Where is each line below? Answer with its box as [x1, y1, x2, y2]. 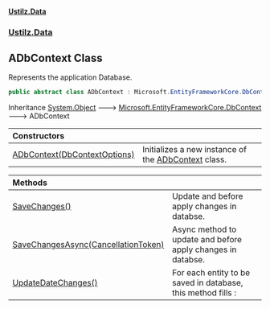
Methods [12, 177, 48, 188]
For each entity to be [172, 267, 251, 278]
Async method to [172, 224, 237, 235]
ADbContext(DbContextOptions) [12, 149, 135, 160]
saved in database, [172, 278, 243, 289]
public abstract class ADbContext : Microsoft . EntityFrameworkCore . [8, 89, 243, 97]
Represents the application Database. [8, 72, 133, 82]
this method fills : [172, 287, 237, 299]
